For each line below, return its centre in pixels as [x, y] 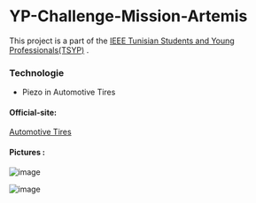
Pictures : [27, 153]
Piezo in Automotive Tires [69, 92]
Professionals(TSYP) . [49, 49]
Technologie [37, 72]
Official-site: [33, 112]
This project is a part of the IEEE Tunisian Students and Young [122, 41]
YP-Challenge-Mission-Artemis [128, 16]
